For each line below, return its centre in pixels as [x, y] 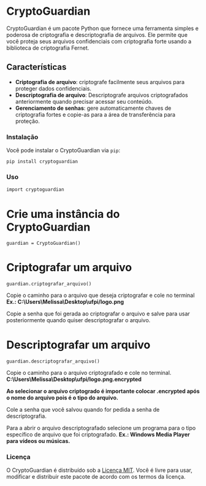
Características [36, 67]
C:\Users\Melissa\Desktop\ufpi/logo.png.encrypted [74, 379]
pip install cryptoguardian [42, 162]
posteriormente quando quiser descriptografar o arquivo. [78, 320]
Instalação [22, 137]
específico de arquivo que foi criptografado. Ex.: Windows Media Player [98, 434]
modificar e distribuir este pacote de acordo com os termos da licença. [96, 477]
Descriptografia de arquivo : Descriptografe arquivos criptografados [101, 95]
